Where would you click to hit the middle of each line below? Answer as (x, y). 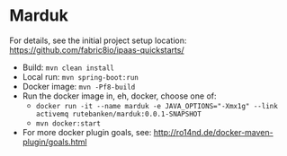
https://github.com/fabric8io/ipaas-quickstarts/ (97, 49)
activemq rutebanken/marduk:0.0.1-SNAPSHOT (119, 114)
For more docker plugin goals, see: (87, 132)
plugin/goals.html (54, 142)
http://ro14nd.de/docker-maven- (213, 132)
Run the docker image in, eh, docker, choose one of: (119, 96)
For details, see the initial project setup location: (98, 40)
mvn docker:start (68, 123)
